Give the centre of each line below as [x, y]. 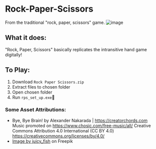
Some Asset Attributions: [36, 110]
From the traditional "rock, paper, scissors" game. [55, 22]
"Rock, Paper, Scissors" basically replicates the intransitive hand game [76, 49]
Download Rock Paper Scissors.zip [48, 82]
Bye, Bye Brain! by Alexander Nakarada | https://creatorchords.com [80, 120]
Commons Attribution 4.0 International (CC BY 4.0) [63, 130]
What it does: [26, 38]
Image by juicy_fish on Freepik [42, 141]
